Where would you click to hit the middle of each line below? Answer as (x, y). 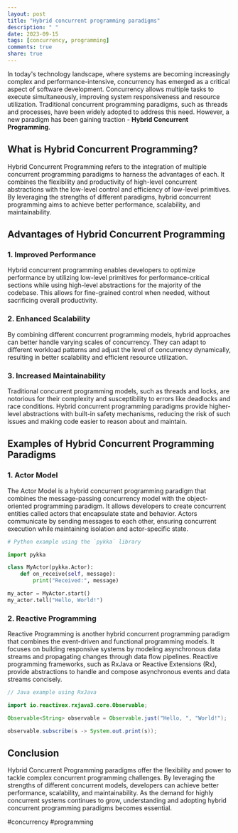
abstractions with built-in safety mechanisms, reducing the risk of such (126, 413)
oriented (20, 506)
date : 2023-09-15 (33, 34)
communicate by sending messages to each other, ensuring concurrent (112, 521)
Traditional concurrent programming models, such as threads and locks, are (118, 391)
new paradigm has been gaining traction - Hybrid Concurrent (98, 119)
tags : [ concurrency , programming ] (59, 41)
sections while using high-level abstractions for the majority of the (104, 285)
